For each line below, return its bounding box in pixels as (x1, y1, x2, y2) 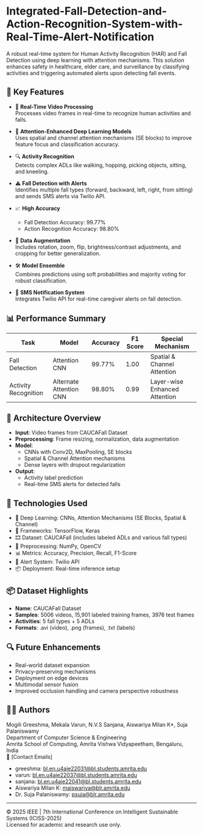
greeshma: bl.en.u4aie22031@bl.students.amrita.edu (14, 765, 147, 772)
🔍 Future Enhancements (6, 642, 101, 653)
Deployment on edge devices (14, 674, 89, 681)
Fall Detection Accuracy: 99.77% (24, 218, 106, 225)
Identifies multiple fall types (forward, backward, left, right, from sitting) (14, 186, 193, 193)
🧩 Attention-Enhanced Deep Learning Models (14, 127, 132, 135)
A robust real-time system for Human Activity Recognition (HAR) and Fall (6, 50, 187, 57)
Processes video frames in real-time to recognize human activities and (14, 109, 192, 116)
